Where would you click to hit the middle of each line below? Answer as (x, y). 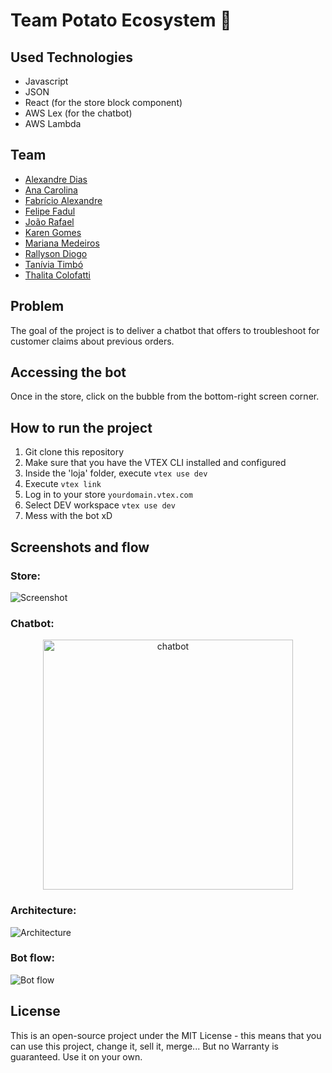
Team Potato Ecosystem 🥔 (121, 20)
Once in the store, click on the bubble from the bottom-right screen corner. (165, 396)
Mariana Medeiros (62, 243)
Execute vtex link (63, 484)
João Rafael (49, 221)
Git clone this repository (74, 452)
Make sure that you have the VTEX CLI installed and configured (155, 463)
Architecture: (43, 911)
